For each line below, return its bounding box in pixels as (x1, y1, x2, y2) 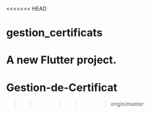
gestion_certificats (6, 26, 103, 39)
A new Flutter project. (6, 53, 117, 67)
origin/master (110, 100, 144, 108)
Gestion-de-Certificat (6, 81, 118, 94)
